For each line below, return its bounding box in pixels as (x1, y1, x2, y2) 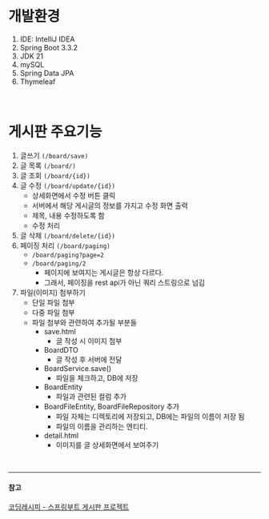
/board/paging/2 (31, 259, 86, 268)
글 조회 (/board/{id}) (19, 170, 90, 180)
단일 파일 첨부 (31, 297, 75, 307)
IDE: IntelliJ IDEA (19, 34, 75, 44)
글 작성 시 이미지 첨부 (55, 336, 122, 345)
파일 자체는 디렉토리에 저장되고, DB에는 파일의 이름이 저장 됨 (55, 411, 245, 421)
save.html (43, 326, 76, 336)
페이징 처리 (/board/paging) (19, 241, 110, 250)
